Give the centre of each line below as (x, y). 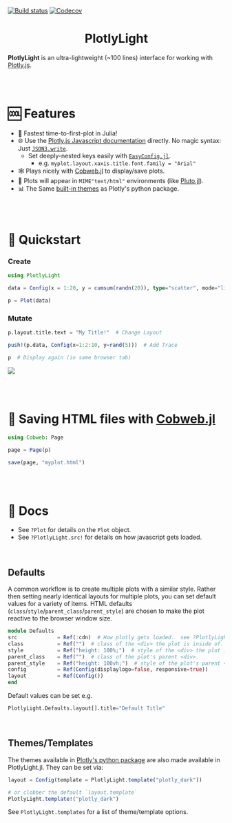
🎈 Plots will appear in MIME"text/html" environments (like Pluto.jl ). (110, 180)
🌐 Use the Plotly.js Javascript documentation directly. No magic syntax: (119, 140)
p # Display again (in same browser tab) (70, 358)
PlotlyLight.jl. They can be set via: (56, 767)
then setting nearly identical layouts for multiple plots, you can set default (112, 596)
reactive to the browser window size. (60, 618)
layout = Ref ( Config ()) (56, 676)
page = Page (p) (30, 450)
